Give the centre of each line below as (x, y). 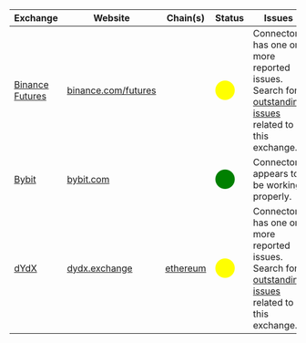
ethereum (186, 268)
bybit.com (88, 179)
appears (270, 174)
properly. (272, 197)
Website (112, 18)
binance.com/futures (112, 90)
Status (229, 18)
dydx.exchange (100, 268)
